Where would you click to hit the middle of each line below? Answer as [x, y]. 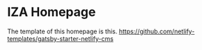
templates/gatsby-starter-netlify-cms [60, 38]
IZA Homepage [52, 12]
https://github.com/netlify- [157, 31]
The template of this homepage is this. [62, 31]
